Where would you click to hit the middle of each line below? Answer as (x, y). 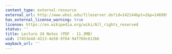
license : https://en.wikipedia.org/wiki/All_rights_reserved (72, 24)
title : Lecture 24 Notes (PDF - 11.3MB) (49, 34)
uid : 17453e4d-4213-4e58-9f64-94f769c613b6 (52, 39)
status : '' (17, 29)
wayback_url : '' (23, 44)
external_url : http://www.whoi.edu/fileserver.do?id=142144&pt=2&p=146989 (87, 15)
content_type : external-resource (41, 10)
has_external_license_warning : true (44, 20)
